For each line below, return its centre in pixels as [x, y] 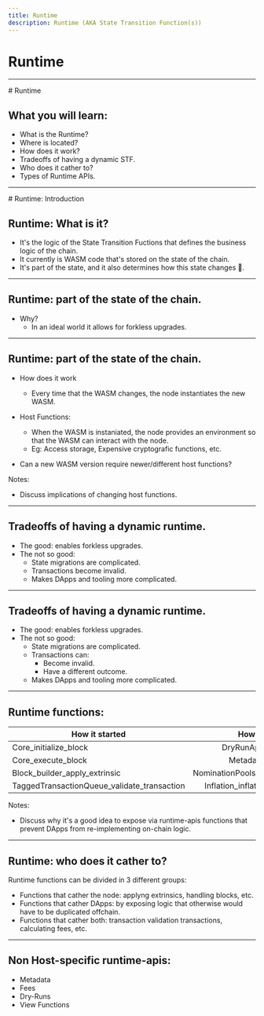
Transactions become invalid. [79, 570]
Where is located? [49, 143]
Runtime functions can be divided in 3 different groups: [97, 880]
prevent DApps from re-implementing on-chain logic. [105, 829]
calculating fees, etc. [53, 928]
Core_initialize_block [50, 748]
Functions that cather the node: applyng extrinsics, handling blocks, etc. [136, 895]
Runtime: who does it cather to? [88, 861]
